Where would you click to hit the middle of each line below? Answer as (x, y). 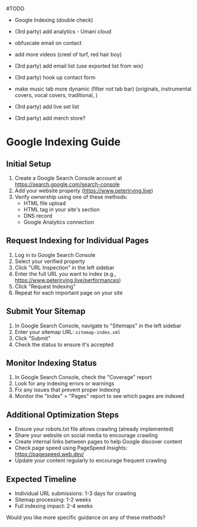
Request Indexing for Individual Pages (77, 241)
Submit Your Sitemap (46, 311)
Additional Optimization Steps (63, 415)
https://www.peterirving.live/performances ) (68, 280)
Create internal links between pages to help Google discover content (98, 442)
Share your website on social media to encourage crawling (86, 435)
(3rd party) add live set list (47, 107)
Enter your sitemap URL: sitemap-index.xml (67, 332)
